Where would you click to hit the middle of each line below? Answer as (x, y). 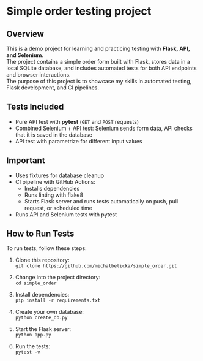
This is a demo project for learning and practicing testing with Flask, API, (98, 48)
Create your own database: (50, 312)
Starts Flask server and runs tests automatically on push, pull (101, 201)
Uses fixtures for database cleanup (60, 175)
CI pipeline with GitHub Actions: (55, 181)
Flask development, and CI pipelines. (53, 88)
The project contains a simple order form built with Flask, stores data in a (98, 62)
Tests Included (35, 107)
